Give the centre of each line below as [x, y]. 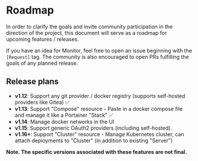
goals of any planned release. [42, 63]
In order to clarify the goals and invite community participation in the [90, 27]
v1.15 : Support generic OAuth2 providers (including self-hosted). [93, 128]
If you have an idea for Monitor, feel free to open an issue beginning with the [99, 50]
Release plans [33, 82]
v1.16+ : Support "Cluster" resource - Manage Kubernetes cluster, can [99, 134]
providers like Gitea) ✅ [42, 102]
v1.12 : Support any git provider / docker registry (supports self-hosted [100, 96]
